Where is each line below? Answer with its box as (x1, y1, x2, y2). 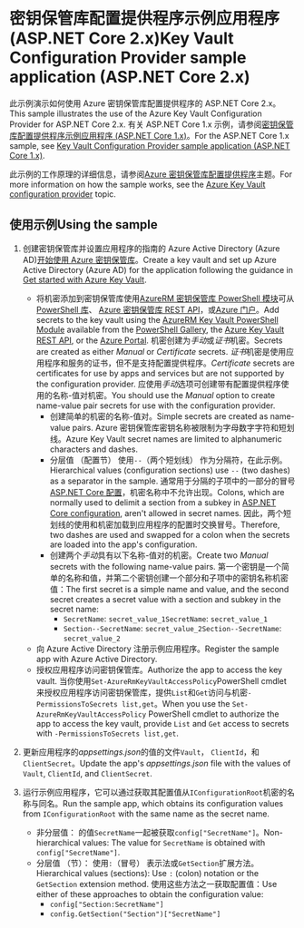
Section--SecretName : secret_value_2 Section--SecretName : (63, 622, 282, 633)
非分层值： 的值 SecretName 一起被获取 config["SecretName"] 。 (35, 826, 265, 837)
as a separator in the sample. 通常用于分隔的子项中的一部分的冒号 (49, 475, 296, 486)
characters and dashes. (49, 444, 139, 454)
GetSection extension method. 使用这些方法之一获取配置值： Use (35, 878, 278, 889)
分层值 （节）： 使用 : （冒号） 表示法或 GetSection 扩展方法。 (35, 857, 260, 868)
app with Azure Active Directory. (35, 653, 158, 664)
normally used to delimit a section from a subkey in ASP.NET (49, 496, 277, 508)
